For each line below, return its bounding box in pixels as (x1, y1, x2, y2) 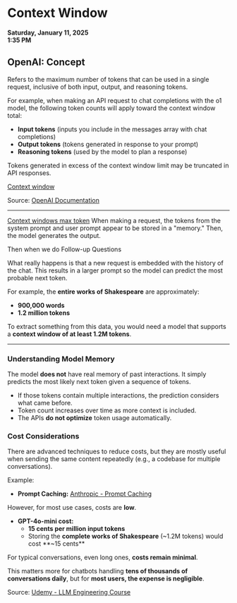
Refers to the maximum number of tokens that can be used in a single (7, 75, 209, 83)
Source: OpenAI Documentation (7, 196, 100, 204)
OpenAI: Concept (7, 56, 85, 68)
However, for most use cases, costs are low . (7, 503, 137, 512)
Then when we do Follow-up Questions (7, 245, 122, 253)
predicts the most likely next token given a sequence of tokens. (7, 378, 191, 386)
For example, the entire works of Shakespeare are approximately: (7, 287, 200, 296)
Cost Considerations (7, 431, 80, 441)
